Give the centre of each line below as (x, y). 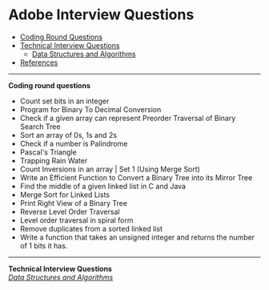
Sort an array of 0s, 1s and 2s (68, 135)
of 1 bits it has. (44, 245)
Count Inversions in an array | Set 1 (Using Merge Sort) (110, 169)
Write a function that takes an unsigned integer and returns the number (137, 237)
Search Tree (40, 127)
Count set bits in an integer (64, 101)
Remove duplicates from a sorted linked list (91, 228)
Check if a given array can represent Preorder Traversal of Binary (128, 118)
